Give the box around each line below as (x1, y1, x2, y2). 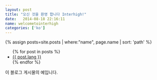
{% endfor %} (12, 59, 41, 65)
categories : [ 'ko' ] (5, 26, 45, 31)
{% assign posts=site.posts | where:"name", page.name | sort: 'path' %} (5, 39, 152, 45)
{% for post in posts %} (12, 49, 61, 55)
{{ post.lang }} (12, 54, 41, 60)
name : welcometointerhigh (5, 21, 58, 26)
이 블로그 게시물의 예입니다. (5, 70, 58, 76)
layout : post (5, 7, 32, 12)
